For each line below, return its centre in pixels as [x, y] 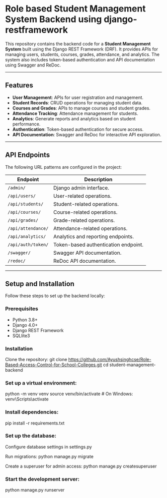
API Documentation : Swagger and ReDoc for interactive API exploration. [87, 134]
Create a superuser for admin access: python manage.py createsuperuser [81, 466]
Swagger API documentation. [87, 253]
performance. [26, 124]
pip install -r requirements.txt [35, 423]
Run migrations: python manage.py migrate [49, 456]
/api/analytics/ [27, 236]
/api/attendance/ [28, 228]
